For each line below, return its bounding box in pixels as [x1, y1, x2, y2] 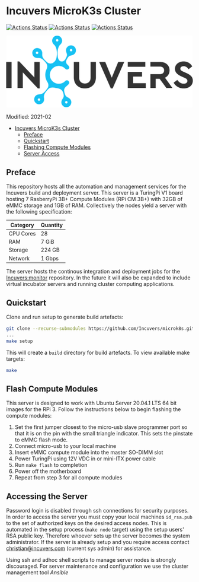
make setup [6, 338, 33, 344]
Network [8, 255, 30, 262]
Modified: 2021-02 [6, 113, 52, 120]
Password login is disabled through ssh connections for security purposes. [6, 507, 189, 514]
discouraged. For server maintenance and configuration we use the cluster [6, 562, 189, 570]
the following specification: [6, 208, 72, 215]
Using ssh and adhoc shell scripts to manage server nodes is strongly [6, 556, 176, 564]
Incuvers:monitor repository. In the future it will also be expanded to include [6, 274, 191, 281]
